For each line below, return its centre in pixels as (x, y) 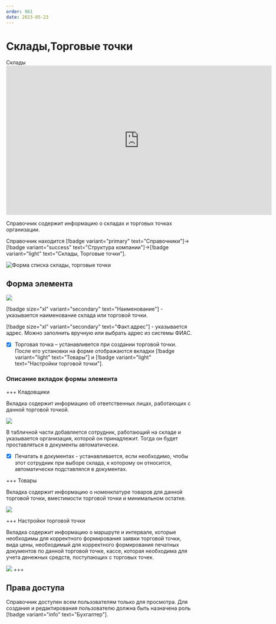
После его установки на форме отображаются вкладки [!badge (95, 351)
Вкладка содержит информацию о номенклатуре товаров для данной (94, 492)
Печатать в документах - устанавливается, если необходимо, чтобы (101, 456)
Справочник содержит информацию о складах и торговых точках (89, 223)
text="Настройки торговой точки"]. (59, 364)
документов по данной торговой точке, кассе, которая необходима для (97, 551)
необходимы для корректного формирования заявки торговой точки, (94, 538)
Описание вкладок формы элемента (62, 379)
